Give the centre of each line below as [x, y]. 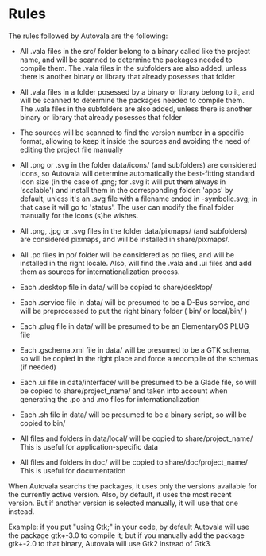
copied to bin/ [42, 423]
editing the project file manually [71, 149]
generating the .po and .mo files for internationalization [110, 399]
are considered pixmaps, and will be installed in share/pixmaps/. [125, 239]
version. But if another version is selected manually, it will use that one [123, 503]
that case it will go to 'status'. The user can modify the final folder [127, 207]
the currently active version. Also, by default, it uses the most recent [120, 494]
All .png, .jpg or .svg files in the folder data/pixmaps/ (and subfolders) [133, 230]
